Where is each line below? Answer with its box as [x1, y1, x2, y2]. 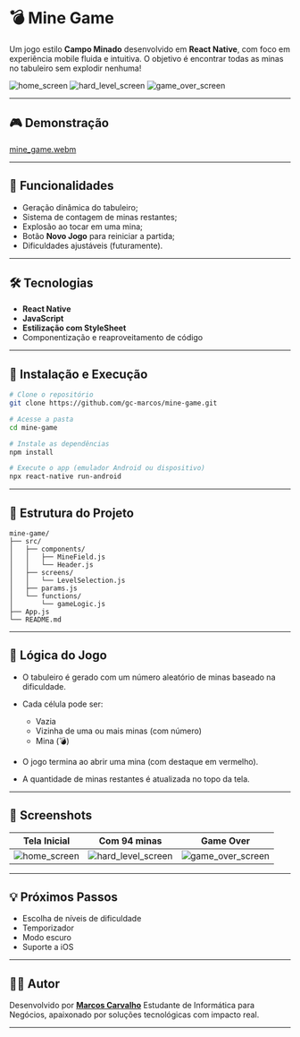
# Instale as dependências [9, 439, 110, 449]
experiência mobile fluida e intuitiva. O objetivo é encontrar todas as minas [9, 53, 284, 64]
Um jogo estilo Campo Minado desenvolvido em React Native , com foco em [9, 43, 290, 55]
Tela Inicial [23, 835, 71, 847]
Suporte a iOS [21, 942, 74, 953]
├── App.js [9, 607, 50, 616]
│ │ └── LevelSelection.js [9, 576, 126, 585]
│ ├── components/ [9, 544, 87, 553]
